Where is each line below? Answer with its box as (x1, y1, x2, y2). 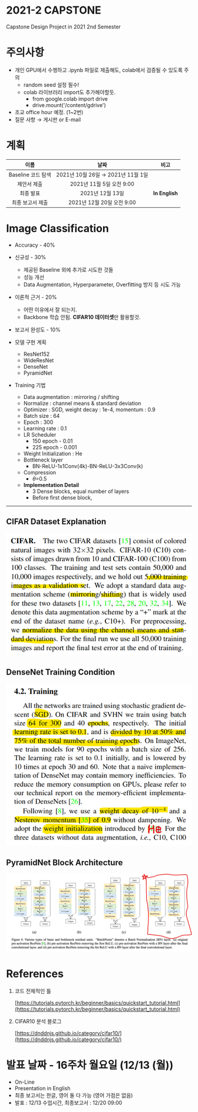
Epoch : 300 (23, 418, 54, 426)
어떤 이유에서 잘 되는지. (23, 306, 78, 313)
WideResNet (23, 356, 54, 364)
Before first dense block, (32, 494, 93, 501)
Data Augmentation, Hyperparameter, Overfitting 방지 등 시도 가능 (23, 281, 181, 288)
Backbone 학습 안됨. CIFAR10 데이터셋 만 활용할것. (23, 313, 141, 320)
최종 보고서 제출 (11, 199, 48, 206)
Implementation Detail (23, 481, 80, 488)
